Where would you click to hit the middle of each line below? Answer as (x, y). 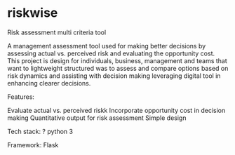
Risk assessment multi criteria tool (57, 32)
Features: (21, 97)
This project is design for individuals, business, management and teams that (117, 60)
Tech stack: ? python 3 (40, 131)
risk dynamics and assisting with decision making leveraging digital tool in (114, 76)
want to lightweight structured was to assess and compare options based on (118, 68)
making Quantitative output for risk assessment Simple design (97, 118)
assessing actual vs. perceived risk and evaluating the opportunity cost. (111, 53)
